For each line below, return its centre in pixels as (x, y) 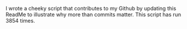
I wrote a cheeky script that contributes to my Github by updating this (91, 8)
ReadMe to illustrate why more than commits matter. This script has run (93, 14)
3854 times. (20, 21)
